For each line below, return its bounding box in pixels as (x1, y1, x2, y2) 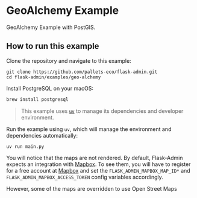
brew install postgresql (6, 96, 69, 103)
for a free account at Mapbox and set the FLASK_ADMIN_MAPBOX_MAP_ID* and (6, 167, 191, 174)
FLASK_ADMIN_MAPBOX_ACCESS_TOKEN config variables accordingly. (6, 173, 164, 180)
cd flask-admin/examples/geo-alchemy (6, 74, 101, 80)
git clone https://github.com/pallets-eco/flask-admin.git (6, 69, 158, 75)
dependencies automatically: (6, 132, 78, 139)
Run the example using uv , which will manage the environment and (6, 125, 172, 133)
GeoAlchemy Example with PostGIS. (6, 24, 96, 31)
